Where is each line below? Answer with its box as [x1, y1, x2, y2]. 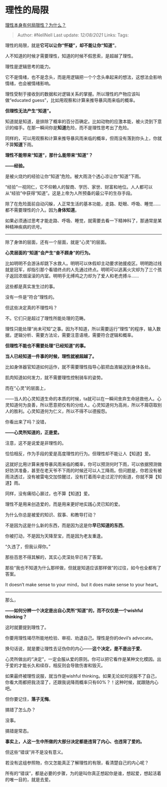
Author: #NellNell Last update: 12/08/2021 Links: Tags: [17, 32, 129, 38]
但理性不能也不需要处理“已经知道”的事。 [5, 342, 88, 348]
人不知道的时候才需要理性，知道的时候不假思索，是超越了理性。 [5, 53, 136, 59]
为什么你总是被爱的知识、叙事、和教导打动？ [5, 512, 97, 518]
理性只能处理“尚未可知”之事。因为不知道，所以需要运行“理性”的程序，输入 [5, 325, 157, 332]
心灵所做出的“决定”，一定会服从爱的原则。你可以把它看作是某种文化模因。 [5, 656, 158, 662]
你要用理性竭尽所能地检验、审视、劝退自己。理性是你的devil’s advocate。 [5, 635, 156, 641]
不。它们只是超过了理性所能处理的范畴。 [5, 315, 88, 321]
